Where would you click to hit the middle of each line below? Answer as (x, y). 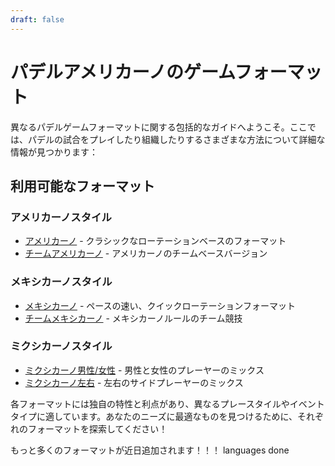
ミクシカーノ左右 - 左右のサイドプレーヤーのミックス (134, 382)
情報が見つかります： (54, 152)
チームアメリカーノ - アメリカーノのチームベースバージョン (146, 253)
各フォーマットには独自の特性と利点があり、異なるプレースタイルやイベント (167, 403)
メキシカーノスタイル (61, 282)
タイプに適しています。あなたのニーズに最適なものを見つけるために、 (154, 416)
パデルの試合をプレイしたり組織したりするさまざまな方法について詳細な (176, 139)
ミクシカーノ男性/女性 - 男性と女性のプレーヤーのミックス (144, 370)
